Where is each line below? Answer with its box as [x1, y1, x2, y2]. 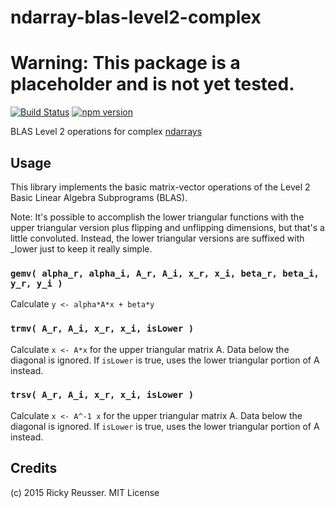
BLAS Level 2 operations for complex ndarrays [10, 126, 203, 138]
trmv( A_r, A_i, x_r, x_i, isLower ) [10, 323, 195, 335]
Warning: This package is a [10, 52, 241, 75]
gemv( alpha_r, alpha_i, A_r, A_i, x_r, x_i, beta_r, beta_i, [10, 267, 320, 279]
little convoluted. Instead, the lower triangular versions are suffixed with [10, 232, 305, 244]
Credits [10, 460, 58, 477]
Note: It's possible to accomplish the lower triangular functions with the [10, 211, 305, 223]
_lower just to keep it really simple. [10, 242, 153, 255]
